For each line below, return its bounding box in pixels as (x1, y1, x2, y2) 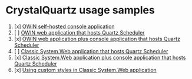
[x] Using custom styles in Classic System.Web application (14, 66, 157, 73)
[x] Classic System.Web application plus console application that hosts (14, 54, 186, 61)
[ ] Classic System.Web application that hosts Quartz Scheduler (14, 47, 168, 54)
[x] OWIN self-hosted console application (14, 23, 115, 30)
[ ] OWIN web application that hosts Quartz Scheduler (14, 29, 145, 36)
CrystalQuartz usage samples (5, 4, 155, 17)
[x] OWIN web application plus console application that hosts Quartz (14, 35, 181, 42)
